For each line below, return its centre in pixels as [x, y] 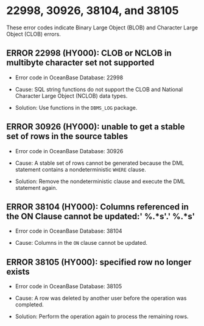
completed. [29, 305]
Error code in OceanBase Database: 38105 [69, 286]
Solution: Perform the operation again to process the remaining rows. [102, 317]
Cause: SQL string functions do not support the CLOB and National [99, 89]
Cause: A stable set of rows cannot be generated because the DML [100, 163]
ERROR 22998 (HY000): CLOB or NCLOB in [89, 53]
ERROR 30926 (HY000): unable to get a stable [96, 127]
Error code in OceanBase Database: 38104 [69, 231]
